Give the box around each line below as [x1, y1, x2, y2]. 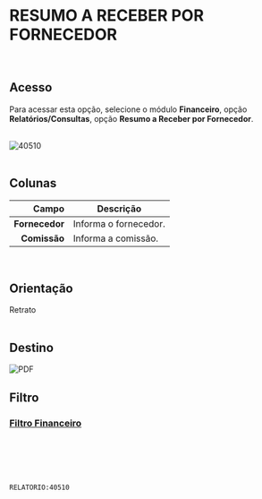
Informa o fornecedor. [72, 217, 165, 229]
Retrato [9, 305, 37, 315]
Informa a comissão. [72, 232, 159, 245]
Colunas [9, 176, 57, 191]
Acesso [9, 80, 53, 95]
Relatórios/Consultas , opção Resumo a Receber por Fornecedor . [9, 113, 254, 124]
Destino [9, 340, 54, 355]
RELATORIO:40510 [9, 483, 70, 492]
